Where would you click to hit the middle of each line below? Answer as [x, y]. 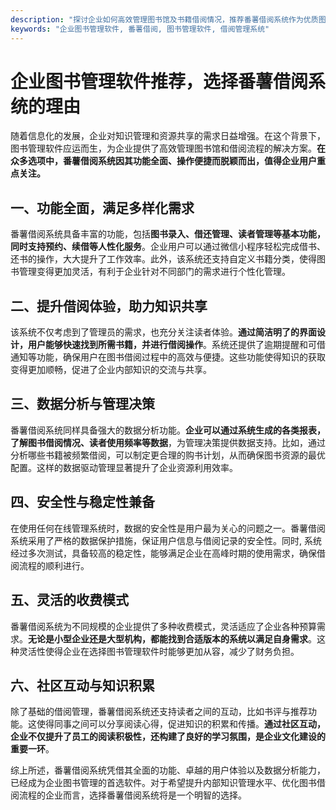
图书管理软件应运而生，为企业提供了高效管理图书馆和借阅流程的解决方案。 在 [168, 148]
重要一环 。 [32, 749]
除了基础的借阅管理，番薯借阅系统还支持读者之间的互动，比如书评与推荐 [159, 712]
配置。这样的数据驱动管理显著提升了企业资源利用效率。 [124, 467]
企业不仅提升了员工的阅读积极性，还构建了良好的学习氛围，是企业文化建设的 [168, 737]
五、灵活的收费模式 [69, 600]
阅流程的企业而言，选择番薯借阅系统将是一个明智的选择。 [128, 795]
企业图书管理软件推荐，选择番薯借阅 [159, 81]
